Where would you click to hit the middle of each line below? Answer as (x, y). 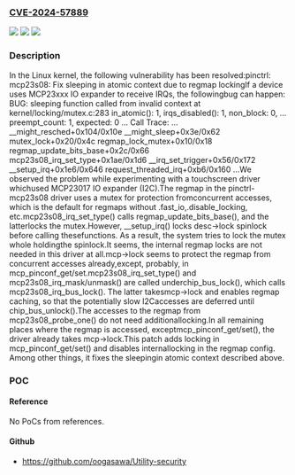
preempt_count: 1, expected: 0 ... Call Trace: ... (94, 122)
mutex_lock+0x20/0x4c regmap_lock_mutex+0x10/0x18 (111, 141)
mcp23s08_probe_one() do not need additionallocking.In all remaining (136, 320)
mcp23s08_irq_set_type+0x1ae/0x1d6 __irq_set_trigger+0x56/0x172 (132, 160)
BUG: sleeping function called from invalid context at (105, 103)
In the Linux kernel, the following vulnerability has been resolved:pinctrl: (140, 75)
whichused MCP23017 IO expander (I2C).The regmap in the (118, 188)
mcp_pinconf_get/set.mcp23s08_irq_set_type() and (103, 273)
